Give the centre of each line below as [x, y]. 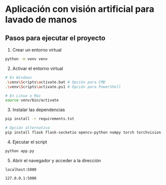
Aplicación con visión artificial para [80, 9]
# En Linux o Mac [23, 96]
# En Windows [19, 77]
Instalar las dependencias [39, 110]
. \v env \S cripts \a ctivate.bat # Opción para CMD [55, 82]
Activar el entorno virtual [38, 68]
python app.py [20, 151]
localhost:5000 [21, 170]
